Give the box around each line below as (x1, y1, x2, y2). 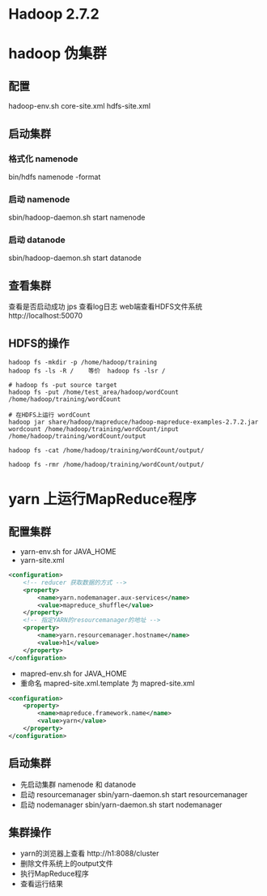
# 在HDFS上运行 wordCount (8, 411, 91, 420)
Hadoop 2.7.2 (8, 5, 100, 23)
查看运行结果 (19, 879, 63, 889)
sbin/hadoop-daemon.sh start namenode (8, 212, 146, 223)
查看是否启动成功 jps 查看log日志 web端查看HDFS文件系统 (8, 301, 203, 312)
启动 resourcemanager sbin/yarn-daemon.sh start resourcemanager (19, 789, 248, 799)
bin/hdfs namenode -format (8, 172, 101, 181)
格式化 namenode (8, 153, 78, 164)
